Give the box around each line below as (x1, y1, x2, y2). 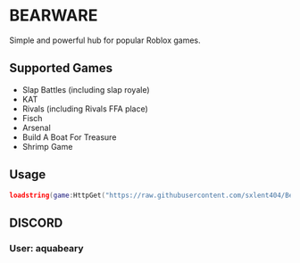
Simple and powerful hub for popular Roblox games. (9, 35, 201, 45)
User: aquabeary (9, 242, 84, 254)
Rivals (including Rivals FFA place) (21, 103, 149, 114)
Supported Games (9, 61, 113, 76)
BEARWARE (9, 5, 98, 26)
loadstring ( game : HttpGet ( (9, 191, 105, 200)
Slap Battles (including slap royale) (21, 84, 150, 95)
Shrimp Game (21, 141, 73, 152)
